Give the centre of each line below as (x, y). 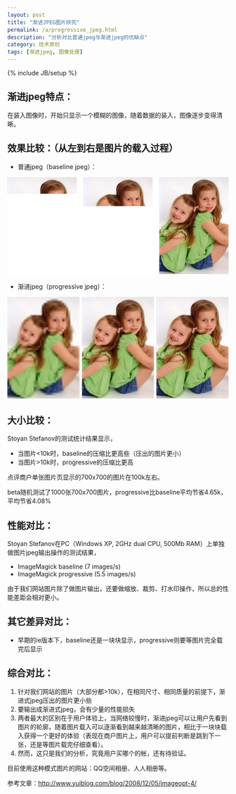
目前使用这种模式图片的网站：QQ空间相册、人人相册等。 (89, 768)
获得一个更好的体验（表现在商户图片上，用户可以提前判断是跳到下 (119, 736)
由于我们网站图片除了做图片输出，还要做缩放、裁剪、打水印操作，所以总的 (115, 588)
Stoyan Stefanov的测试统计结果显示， (62, 439)
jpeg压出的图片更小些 (61, 700)
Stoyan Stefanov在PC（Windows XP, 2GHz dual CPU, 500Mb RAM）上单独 (116, 543)
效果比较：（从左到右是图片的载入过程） (93, 148)
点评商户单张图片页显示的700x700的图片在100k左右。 (85, 477)
